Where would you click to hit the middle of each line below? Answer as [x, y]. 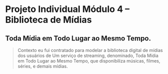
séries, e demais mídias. [43, 66]
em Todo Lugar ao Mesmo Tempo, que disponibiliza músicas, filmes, [89, 61]
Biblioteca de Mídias [49, 20]
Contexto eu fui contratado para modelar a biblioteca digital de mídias [90, 50]
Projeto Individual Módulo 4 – [67, 9]
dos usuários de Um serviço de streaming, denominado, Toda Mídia [88, 55]
